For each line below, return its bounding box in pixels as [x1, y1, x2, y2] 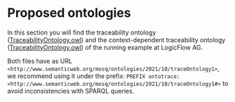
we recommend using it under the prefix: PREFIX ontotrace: [7, 72, 180, 80]
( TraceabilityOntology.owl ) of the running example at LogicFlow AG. [7, 43, 203, 51]
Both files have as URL [7, 56, 72, 65]
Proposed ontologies [7, 5, 131, 21]
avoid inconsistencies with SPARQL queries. [7, 87, 135, 95]
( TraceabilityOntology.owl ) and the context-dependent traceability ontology [7, 35, 226, 44]
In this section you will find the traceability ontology [7, 28, 156, 37]
